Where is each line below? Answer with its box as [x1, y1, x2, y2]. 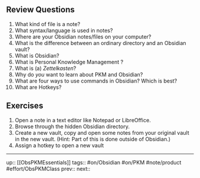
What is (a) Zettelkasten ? [14, 65, 76, 72]
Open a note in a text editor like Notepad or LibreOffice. [14, 116, 151, 123]
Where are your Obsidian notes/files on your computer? [14, 33, 152, 40]
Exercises [6, 101, 43, 111]
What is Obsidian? [14, 52, 60, 59]
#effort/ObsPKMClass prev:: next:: [6, 165, 90, 172]
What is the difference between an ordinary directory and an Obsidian [14, 39, 186, 46]
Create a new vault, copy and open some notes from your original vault [14, 129, 189, 136]
